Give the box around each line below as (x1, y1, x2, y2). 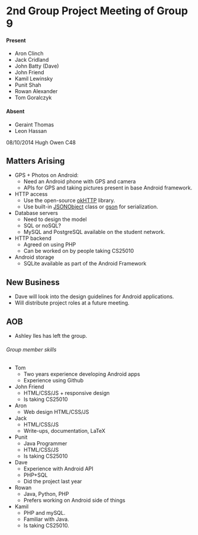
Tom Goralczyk (14, 94, 52, 102)
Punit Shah (14, 81, 41, 88)
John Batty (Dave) (14, 62, 59, 69)
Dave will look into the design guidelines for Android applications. (14, 293, 174, 300)
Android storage (14, 254, 54, 261)
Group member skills (6, 346, 57, 353)
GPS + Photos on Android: (14, 172, 79, 179)
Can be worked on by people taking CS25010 (23, 248, 134, 255)
